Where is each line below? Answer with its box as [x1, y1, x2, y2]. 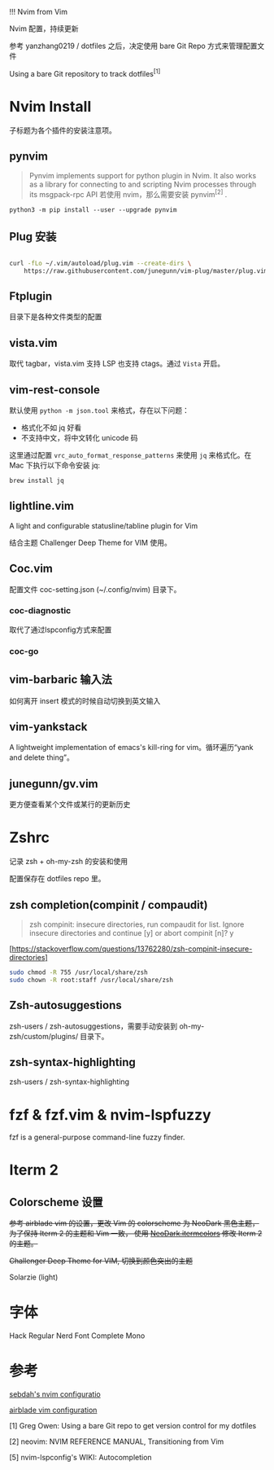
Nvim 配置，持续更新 [9, 24, 80, 33]
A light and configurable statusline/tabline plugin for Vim [9, 520, 198, 530]
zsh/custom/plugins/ [9, 1031, 79, 1041]
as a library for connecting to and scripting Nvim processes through [28, 179, 257, 190]
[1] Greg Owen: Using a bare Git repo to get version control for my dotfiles [9, 1421, 257, 1431]
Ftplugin [9, 289, 53, 304]
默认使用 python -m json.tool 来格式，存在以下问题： [9, 406, 189, 415]
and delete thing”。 [9, 753, 74, 762]
